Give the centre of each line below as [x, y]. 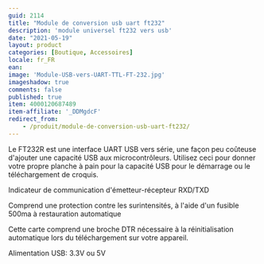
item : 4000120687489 [43, 104]
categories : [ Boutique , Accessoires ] [71, 52]
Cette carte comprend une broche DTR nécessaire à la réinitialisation [121, 229]
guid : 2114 [26, 16]
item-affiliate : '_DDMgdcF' [55, 112]
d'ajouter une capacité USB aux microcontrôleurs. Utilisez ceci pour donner [132, 157]
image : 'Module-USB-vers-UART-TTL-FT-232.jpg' [87, 75]
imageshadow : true [39, 82]
